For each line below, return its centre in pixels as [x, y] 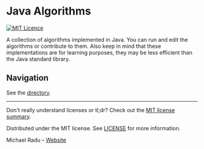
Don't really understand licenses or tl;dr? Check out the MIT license [90, 110]
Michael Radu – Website [36, 140]
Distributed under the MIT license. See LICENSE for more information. [93, 128]
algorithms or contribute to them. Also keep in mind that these [84, 46]
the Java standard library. [38, 59]
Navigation [27, 78]
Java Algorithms [49, 11]
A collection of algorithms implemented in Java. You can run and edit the [97, 39]
